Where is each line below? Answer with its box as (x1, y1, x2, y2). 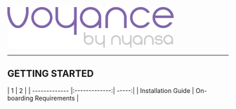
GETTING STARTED (7, 68, 94, 80)
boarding (7, 94, 34, 102)
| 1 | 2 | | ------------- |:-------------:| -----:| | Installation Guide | (7, 86, 195, 94)
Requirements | (34, 94, 79, 102)
